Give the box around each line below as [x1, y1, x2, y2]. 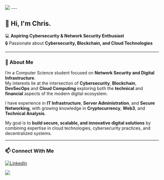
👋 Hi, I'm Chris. [5, 20, 51, 28]
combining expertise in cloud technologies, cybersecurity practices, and [5, 125, 151, 131]
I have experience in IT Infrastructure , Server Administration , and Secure [5, 100, 155, 106]
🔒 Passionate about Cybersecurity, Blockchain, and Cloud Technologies [5, 40, 153, 46]
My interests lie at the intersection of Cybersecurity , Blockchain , [5, 80, 137, 86]
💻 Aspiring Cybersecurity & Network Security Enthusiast [5, 33, 124, 39]
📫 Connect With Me [5, 148, 54, 155]
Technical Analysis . [5, 111, 46, 116]
